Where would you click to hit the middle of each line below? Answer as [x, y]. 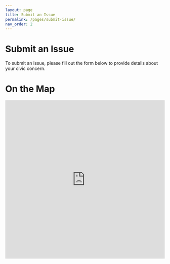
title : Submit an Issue [30, 15]
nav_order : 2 [19, 24]
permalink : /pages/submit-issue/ [40, 19]
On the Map [30, 89]
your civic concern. [25, 68]
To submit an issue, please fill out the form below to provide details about [82, 63]
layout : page [19, 10]
